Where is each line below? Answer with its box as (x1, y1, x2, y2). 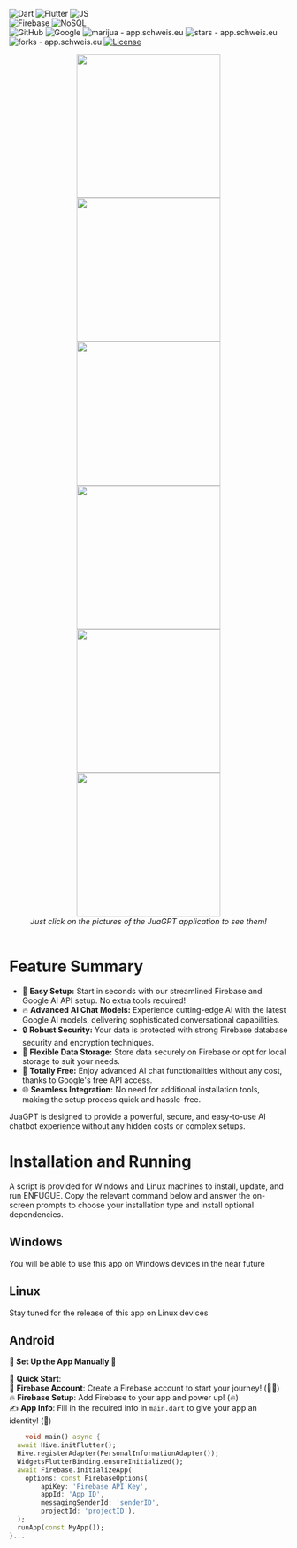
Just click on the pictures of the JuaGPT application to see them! (29, 916, 268, 926)
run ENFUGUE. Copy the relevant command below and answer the (9, 1190, 251, 1200)
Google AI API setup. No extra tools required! (21, 995, 187, 1006)
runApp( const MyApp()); (17, 1522, 104, 1532)
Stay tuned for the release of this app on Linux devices (9, 1307, 209, 1318)
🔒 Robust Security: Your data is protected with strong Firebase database (21, 1024, 288, 1035)
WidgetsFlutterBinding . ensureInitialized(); (17, 1457, 184, 1466)
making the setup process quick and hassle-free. (21, 1093, 202, 1105)
